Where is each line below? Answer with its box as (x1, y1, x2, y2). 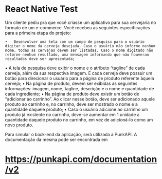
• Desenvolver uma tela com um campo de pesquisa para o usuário (5, 39, 145, 44)
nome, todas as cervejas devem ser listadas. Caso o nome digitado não (5, 48, 153, 53)
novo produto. (5, 122, 34, 128)
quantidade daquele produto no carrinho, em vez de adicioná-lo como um (5, 117, 153, 122)
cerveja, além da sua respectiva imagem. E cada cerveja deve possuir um (5, 70, 153, 76)
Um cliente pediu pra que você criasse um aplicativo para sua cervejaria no (5, 20, 157, 25)
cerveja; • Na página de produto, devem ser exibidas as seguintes (5, 80, 138, 86)
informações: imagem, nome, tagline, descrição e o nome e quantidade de (5, 85, 154, 91)
